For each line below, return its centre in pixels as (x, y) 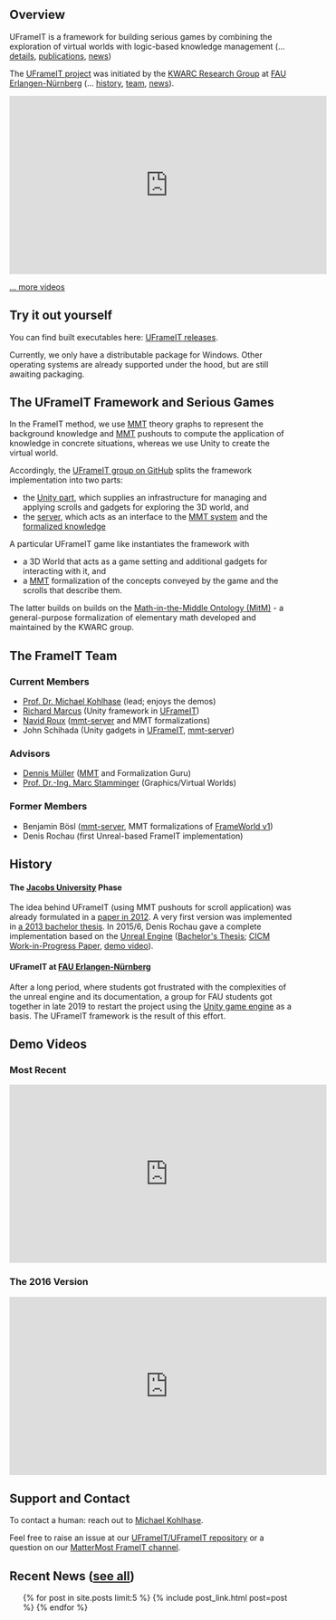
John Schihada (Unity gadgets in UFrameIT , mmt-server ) (129, 730)
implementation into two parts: (67, 480)
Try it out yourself (61, 316)
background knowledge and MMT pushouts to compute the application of (147, 434)
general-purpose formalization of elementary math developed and (133, 618)
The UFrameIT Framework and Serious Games (142, 403)
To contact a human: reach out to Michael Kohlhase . (106, 1520)
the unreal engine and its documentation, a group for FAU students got (141, 996)
